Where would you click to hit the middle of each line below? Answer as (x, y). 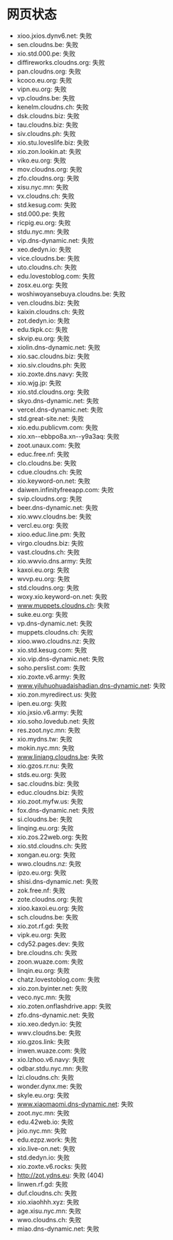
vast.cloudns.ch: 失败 (48, 552)
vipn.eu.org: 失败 (42, 89)
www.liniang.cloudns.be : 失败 (60, 756)
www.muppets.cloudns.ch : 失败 (63, 605)
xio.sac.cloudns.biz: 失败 (53, 356)
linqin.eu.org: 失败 (43, 970)
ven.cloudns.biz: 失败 (48, 303)
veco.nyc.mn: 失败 (44, 997)
